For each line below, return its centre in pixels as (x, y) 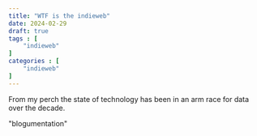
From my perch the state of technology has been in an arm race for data (129, 99)
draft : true (28, 31)
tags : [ (23, 38)
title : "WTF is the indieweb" (60, 16)
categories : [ (34, 62)
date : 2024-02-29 (38, 23)
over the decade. (37, 108)
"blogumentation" (38, 123)
